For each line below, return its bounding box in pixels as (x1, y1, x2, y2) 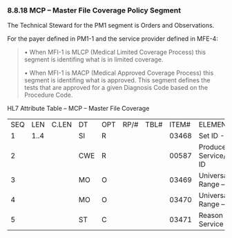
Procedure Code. (23, 91, 73, 99)
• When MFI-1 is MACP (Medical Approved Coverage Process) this (23, 68, 214, 77)
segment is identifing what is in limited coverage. (23, 55, 164, 64)
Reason (198, 210, 223, 220)
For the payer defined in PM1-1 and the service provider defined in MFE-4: (7, 35, 219, 43)
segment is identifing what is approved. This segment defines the (23, 76, 211, 84)
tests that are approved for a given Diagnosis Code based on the (23, 84, 209, 92)
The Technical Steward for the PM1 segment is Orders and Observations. (7, 21, 215, 30)
